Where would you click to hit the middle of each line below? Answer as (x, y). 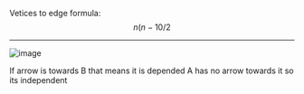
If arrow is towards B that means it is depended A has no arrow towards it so (152, 70)
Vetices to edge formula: (55, 13)
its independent (38, 80)
